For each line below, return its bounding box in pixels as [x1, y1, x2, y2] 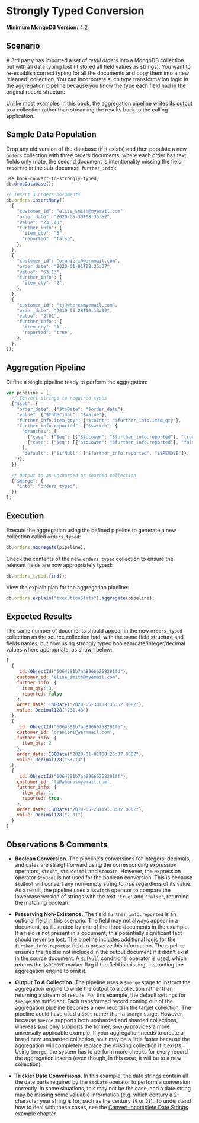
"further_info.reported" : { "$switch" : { [17, 423, 118, 429]
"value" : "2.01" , [17, 313, 60, 319]
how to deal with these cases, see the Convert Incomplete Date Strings [14, 1104, 188, 1111]
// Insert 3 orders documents [6, 192, 81, 198]
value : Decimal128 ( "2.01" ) [17, 812, 84, 818]
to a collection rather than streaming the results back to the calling [6, 106, 168, 113]
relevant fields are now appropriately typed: [6, 561, 113, 569]
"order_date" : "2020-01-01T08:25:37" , [17, 263, 113, 269]
